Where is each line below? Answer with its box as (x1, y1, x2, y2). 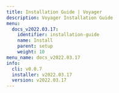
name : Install (17, 37, 53, 43)
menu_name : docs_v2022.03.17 (6, 54, 81, 61)
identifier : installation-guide (17, 32, 99, 38)
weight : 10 (17, 49, 45, 55)
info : (6, 60, 20, 66)
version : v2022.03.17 (12, 77, 67, 83)
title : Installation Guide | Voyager (6, 9, 103, 15)
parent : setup (17, 43, 53, 50)
